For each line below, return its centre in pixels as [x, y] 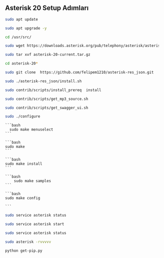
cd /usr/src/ [18, 37]
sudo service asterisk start [35, 224]
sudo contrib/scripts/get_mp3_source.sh [47, 99]
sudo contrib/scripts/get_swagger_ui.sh [47, 108]
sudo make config [23, 198]
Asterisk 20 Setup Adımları [47, 8]
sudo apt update [21, 19]
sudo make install [24, 164]
